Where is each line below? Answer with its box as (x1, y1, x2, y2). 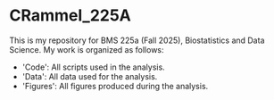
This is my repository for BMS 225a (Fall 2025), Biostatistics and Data (9, 35, 265, 46)
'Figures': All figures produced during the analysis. (21, 80, 209, 91)
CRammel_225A (9, 5, 132, 26)
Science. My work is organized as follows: (9, 44, 164, 54)
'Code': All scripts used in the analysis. (21, 62, 165, 72)
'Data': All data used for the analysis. (21, 71, 158, 81)
